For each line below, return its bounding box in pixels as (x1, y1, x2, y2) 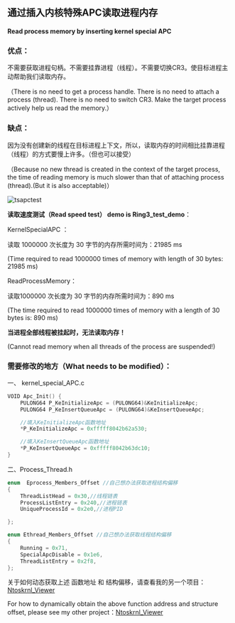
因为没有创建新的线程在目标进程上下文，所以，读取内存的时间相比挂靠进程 (7, 140, 225, 149)
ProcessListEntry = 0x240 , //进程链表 (20, 499, 128, 506)
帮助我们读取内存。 (13, 72, 70, 81)
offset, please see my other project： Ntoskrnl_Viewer (7, 608, 163, 617)
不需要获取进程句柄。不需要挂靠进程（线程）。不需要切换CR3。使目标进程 (7, 63, 222, 72)
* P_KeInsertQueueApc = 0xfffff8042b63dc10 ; (20, 445, 151, 452)
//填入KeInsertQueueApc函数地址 (20, 439, 109, 446)
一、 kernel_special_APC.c (7, 378, 85, 387)
